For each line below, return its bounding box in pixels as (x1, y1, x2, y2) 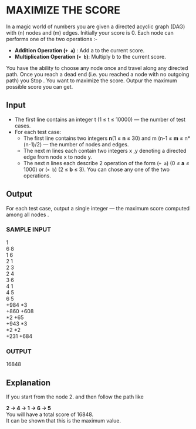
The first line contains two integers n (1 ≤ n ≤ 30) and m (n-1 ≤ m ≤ (23, 135, 184, 142)
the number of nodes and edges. (49, 140, 129, 148)
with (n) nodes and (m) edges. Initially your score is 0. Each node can (6, 29, 174, 36)
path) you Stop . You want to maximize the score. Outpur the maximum (6, 77, 177, 84)
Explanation (6, 377, 51, 388)
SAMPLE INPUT (6, 226, 52, 234)
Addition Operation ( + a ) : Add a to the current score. (14, 46, 145, 53)
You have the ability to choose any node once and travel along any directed (6, 64, 188, 71)
